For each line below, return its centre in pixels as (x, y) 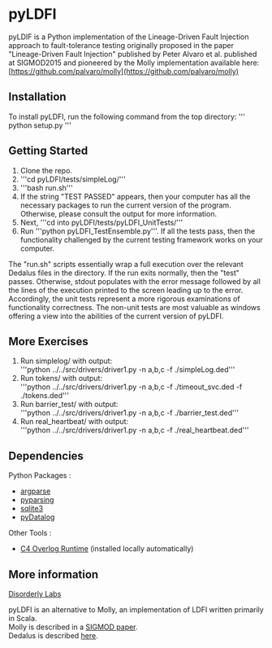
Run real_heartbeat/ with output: (74, 422)
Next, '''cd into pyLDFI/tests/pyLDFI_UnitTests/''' (101, 222)
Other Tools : (30, 533)
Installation (37, 97)
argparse (35, 491)
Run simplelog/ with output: (66, 361)
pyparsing (37, 500)
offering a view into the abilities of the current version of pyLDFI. (116, 316)
